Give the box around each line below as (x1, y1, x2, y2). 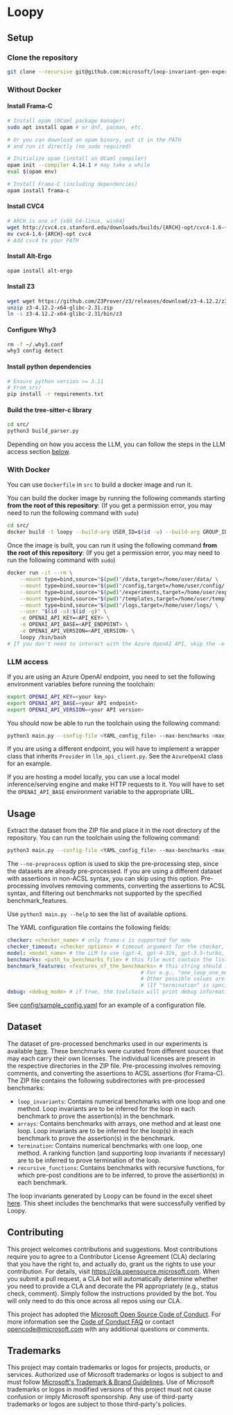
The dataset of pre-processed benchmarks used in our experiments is (7, 1039, 208, 1048)
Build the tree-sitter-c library (7, 405, 92, 414)
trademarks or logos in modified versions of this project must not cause (7, 1385, 212, 1393)
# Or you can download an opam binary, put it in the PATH (7, 136, 182, 143)
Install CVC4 (7, 202, 44, 210)
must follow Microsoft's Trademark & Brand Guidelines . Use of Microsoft (7, 1378, 214, 1387)
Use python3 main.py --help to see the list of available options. (7, 910, 188, 918)
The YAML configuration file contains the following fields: (7, 924, 171, 932)
